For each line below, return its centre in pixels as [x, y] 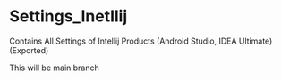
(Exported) [29, 50]
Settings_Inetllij [68, 16]
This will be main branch [55, 68]
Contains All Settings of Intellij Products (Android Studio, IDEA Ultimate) [141, 41]
